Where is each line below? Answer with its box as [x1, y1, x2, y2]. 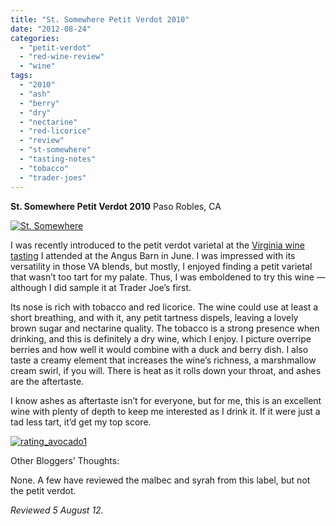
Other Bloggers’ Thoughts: [10, 454, 120, 466]
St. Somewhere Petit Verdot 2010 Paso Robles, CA [10, 200, 222, 212]
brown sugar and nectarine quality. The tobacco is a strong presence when [10, 322, 320, 334]
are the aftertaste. [10, 375, 85, 387]
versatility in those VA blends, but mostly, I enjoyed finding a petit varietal [10, 260, 313, 272]
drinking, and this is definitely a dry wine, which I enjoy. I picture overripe [10, 332, 312, 345]
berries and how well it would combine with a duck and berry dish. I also [10, 343, 309, 355]
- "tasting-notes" [19, 154, 97, 164]
